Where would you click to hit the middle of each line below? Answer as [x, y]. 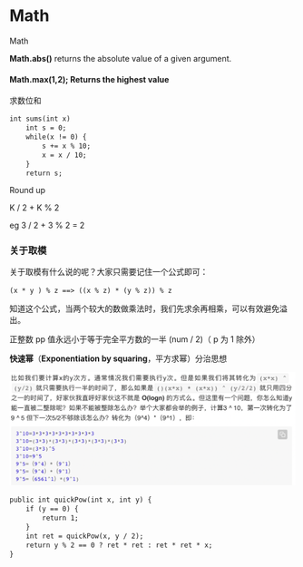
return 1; [60, 518]
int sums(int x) [40, 119]
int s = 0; [46, 128]
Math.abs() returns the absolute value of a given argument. [121, 58]
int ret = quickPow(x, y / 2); [85, 536]
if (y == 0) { [52, 509]
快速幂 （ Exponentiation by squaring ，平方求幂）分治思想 [118, 358]
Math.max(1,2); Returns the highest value [89, 79]
